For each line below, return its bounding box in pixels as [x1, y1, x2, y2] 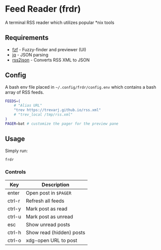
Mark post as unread [26, 213, 73, 220]
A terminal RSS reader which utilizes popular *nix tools [5, 19, 114, 25]
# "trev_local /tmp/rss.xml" [14, 112, 73, 117]
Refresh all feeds [26, 197, 65, 204]
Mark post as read [26, 205, 68, 212]
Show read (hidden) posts [26, 229, 86, 236]
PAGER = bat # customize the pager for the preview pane [5, 121, 119, 126]
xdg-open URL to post [26, 237, 77, 244]
